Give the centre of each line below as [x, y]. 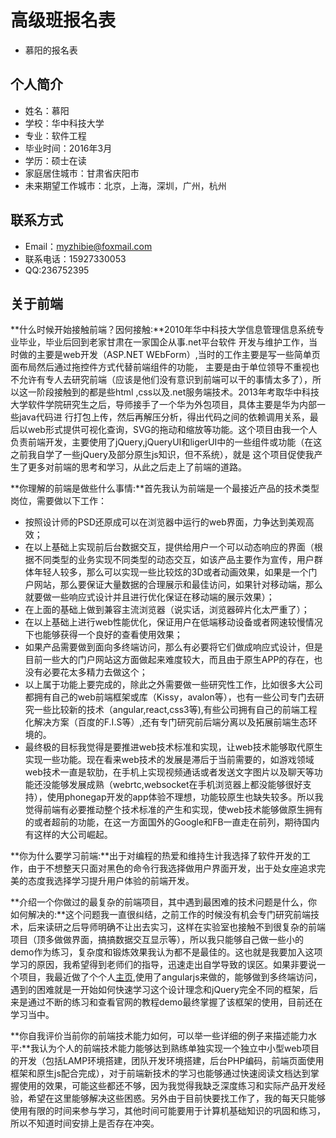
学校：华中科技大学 [64, 123]
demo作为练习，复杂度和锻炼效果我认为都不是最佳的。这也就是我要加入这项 [166, 952]
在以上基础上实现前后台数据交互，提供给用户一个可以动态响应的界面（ [169, 547]
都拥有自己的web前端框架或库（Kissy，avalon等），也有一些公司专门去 [170, 697]
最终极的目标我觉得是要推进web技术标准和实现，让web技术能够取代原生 [173, 747]
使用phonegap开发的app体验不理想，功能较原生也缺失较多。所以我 [185, 797]
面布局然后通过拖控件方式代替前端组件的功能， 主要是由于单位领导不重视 [160, 367]
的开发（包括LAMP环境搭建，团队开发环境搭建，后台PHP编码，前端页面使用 [167, 1061]
